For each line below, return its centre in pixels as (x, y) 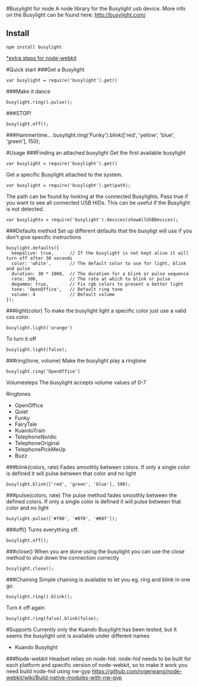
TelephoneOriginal (37, 443)
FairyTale (26, 424)
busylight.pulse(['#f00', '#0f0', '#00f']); (62, 518)
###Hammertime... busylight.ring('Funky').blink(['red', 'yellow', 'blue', (90, 135)
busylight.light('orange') (39, 328)
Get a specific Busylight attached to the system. (64, 175)
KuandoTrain (30, 430)
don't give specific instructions (44, 237)
